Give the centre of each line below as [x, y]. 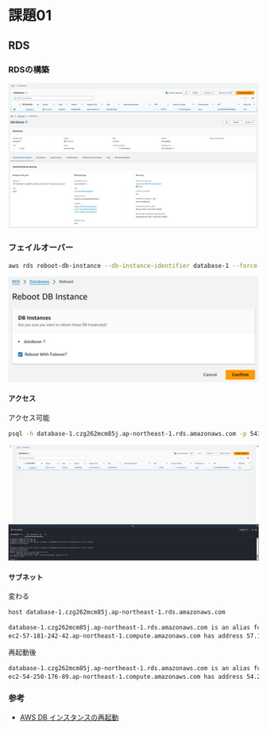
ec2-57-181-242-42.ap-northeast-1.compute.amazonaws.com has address [126, 636]
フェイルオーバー [41, 248]
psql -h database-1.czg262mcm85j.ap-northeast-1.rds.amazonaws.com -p [128, 433]
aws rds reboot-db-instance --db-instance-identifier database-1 [118, 266]
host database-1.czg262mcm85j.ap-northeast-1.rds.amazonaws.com [117, 612]
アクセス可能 [29, 417]
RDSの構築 [29, 69]
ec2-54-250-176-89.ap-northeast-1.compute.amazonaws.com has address [126, 677]
